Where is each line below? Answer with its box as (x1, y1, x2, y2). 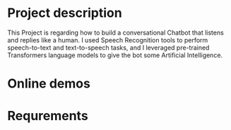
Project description (7, 5, 122, 21)
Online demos (7, 76, 90, 92)
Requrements (7, 108, 88, 124)
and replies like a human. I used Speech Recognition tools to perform (7, 35, 208, 44)
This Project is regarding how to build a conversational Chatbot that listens (7, 28, 224, 37)
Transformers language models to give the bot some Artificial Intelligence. (7, 51, 223, 59)
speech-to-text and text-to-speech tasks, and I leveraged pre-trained (7, 43, 210, 52)
